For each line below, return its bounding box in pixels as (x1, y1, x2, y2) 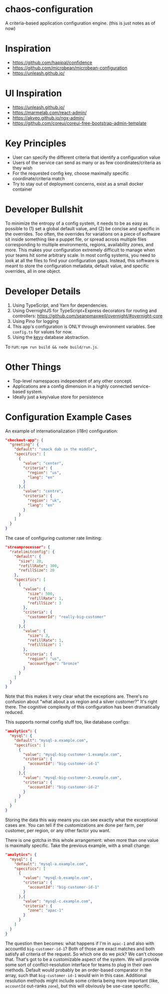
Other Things (5, 361, 61, 372)
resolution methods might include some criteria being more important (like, (5, 977, 159, 983)
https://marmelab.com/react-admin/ (12, 109, 87, 116)
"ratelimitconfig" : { (9, 549, 55, 554)
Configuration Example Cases (5, 411, 132, 422)
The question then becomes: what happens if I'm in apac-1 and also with (5, 940, 154, 946)
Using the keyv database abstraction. (12, 334, 89, 340)
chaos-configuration (5, 4, 93, 15)
